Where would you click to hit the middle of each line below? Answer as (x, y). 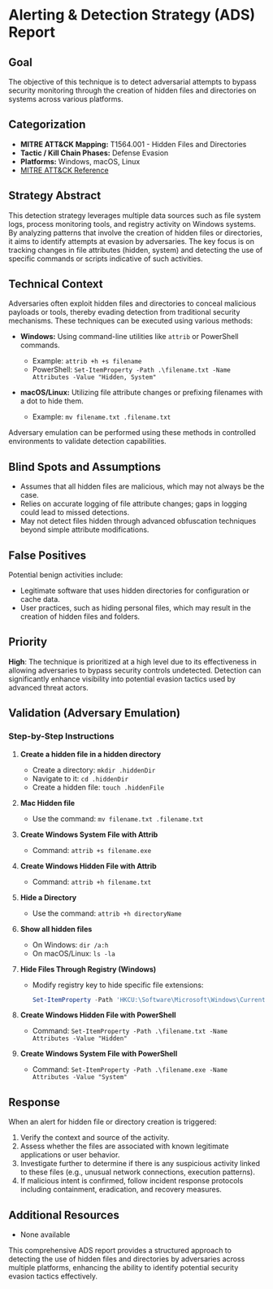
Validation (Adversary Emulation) (95, 713)
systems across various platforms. (66, 99)
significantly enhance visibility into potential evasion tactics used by (122, 679)
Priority (28, 642)
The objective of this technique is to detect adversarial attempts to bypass (133, 82)
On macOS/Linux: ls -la (74, 953)
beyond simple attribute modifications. (84, 529)
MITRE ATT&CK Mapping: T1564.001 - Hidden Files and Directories (133, 144)
